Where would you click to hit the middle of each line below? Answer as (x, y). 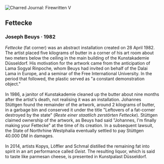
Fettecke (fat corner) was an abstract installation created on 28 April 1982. (80, 47)
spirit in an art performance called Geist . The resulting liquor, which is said (80, 151)
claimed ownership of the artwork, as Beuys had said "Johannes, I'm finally (81, 120)
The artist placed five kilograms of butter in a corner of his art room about (80, 53)
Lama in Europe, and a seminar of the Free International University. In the (79, 73)
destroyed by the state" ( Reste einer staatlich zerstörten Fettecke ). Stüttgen (82, 115)
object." (13, 84)
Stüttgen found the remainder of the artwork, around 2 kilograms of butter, (80, 104)
